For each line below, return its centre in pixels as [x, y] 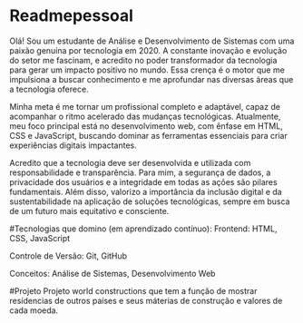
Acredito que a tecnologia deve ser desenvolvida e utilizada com [130, 162]
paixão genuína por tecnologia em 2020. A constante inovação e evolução [148, 50]
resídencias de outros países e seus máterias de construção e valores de [146, 300]
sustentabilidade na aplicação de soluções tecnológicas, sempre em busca [150, 201]
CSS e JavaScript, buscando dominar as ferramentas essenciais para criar [148, 135]
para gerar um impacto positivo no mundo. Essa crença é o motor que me [147, 70]
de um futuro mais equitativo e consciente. [89, 210]
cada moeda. [34, 310]
